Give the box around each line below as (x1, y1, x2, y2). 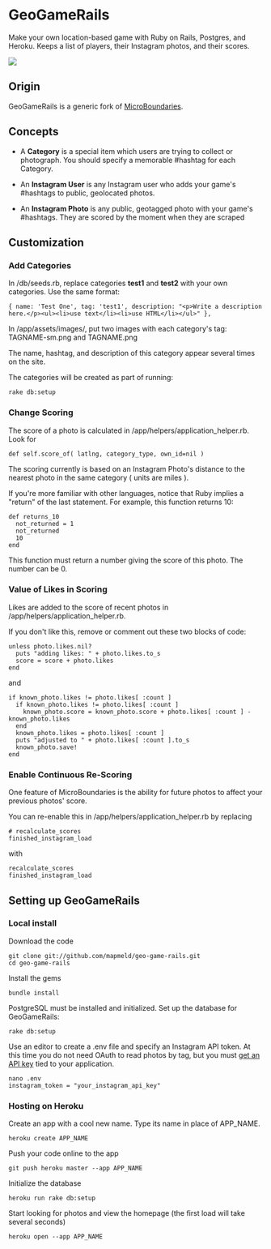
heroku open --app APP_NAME (8, 1233, 104, 1241)
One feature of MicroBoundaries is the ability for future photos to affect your (8, 788, 263, 798)
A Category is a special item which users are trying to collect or (19, 146, 233, 156)
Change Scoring (8, 407, 74, 418)
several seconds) (8, 1217, 66, 1227)
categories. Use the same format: (8, 287, 120, 297)
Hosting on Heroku (8, 1100, 84, 1111)
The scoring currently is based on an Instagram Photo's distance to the (8, 464, 245, 473)
